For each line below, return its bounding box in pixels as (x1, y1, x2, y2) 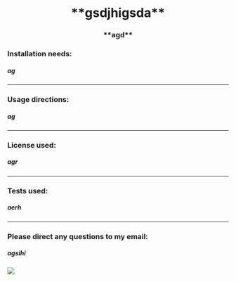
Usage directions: (7, 94, 70, 104)
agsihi (7, 249, 26, 257)
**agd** (103, 30, 133, 40)
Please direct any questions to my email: (7, 231, 149, 241)
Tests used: (7, 186, 48, 196)
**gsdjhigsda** (71, 5, 165, 21)
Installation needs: (7, 49, 72, 59)
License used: (7, 140, 56, 150)
